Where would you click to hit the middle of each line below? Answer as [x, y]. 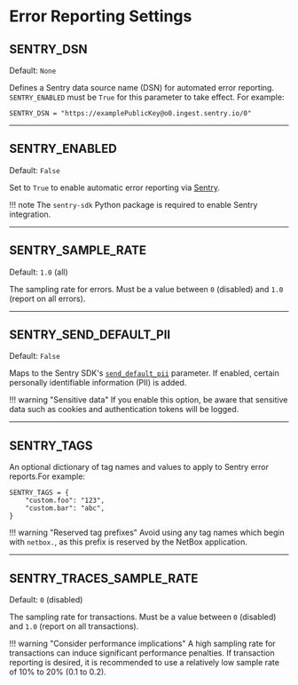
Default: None [33, 70]
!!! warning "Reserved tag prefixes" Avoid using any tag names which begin [147, 533]
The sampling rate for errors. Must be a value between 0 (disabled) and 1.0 [146, 289]
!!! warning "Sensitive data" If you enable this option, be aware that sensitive [149, 400]
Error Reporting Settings [101, 16]
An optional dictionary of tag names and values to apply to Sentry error [139, 467]
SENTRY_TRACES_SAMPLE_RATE [104, 578]
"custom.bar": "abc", [65, 508]
